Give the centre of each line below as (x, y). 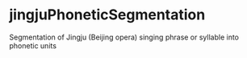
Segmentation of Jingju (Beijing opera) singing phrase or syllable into (124, 37)
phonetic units (33, 45)
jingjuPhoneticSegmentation (107, 15)
